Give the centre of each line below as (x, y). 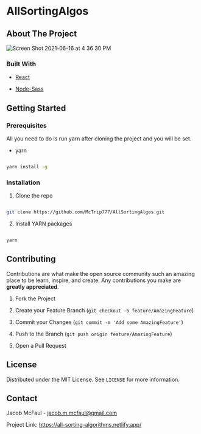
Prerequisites (26, 125)
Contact (22, 398)
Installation (23, 182)
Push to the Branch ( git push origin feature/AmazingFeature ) (93, 334)
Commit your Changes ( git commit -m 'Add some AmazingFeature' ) (99, 322)
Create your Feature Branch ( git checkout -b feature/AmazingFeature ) (104, 310)
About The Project (42, 34)
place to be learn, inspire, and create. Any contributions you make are (94, 280)
